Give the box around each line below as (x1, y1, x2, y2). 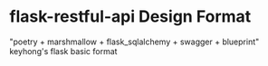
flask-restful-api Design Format (9, 6, 252, 27)
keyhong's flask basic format (9, 45, 118, 56)
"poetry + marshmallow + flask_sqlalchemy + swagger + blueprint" (9, 36, 260, 47)
